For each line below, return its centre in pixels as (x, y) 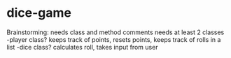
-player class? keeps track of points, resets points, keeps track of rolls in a (114, 39)
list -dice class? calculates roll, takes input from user (82, 47)
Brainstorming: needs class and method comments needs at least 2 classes (115, 32)
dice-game (39, 13)
